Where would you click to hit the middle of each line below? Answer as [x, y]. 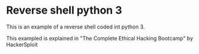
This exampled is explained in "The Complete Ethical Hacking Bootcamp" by [100, 38]
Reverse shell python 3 [64, 10]
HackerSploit [22, 45]
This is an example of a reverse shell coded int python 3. [75, 27]
